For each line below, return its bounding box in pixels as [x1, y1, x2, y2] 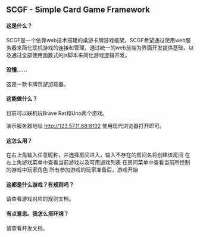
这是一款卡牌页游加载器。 [6, 80, 69, 88]
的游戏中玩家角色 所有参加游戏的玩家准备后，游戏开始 [6, 166, 138, 173]
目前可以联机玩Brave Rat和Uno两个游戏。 [6, 110, 108, 117]
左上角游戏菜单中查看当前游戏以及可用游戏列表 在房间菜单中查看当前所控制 [6, 159, 190, 166]
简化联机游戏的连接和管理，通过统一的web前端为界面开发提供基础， [21, 44, 189, 51]
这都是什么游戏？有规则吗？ [6, 181, 74, 188]
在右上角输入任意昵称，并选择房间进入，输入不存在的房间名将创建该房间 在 [6, 151, 190, 158]
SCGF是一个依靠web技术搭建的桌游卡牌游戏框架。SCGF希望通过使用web [6, 36, 186, 43]
